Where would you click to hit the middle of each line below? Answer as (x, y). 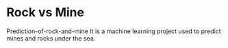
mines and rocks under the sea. (51, 38)
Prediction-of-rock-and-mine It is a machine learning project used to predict (114, 31)
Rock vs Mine (46, 13)
